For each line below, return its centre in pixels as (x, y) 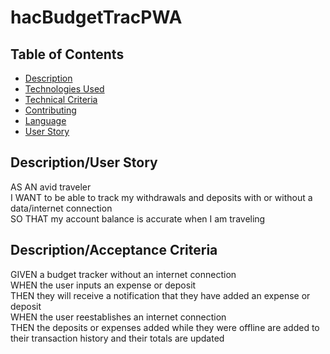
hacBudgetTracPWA (96, 17)
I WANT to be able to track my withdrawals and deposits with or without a (161, 197)
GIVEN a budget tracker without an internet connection (123, 274)
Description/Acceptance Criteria (114, 250)
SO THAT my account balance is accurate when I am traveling (138, 218)
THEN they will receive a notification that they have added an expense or (160, 295)
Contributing (50, 110)
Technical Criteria (61, 99)
